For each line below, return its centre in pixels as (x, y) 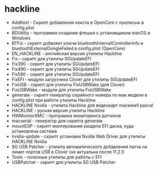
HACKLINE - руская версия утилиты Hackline (58, 110)
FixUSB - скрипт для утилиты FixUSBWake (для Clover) (68, 84)
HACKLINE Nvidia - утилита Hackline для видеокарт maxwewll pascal (82, 105)
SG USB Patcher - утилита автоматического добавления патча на (79, 147)
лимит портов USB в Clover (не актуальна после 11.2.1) (68, 151)
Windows (21, 38)
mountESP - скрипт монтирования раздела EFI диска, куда (73, 126)
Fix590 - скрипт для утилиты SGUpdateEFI (55, 74)
